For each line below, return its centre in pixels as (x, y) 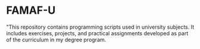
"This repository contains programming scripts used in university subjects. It (100, 27)
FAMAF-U (31, 10)
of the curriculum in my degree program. (56, 39)
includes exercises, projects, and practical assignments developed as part (97, 33)
